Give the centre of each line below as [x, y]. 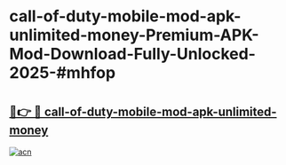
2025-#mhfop [63, 73]
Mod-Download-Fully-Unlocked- [132, 54]
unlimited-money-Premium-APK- [134, 35]
